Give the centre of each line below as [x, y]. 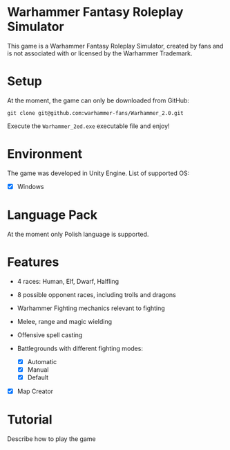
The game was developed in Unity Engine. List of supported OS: [98, 173]
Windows [30, 186]
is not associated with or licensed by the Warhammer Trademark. [100, 53]
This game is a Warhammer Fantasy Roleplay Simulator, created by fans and [115, 46]
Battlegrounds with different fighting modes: [80, 348]
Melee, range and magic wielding [65, 321]
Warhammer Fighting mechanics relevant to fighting [91, 308]
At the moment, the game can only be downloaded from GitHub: [98, 100]
